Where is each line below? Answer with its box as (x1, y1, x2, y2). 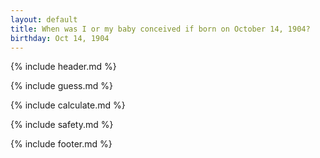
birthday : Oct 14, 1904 (10, 33, 110, 43)
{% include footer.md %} (10, 138, 113, 150)
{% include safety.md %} (10, 119, 114, 131)
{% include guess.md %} (10, 80, 113, 92)
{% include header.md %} (10, 61, 117, 73)
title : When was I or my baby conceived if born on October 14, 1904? (10, 24, 311, 34)
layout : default (10, 14, 78, 25)
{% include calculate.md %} (10, 99, 126, 111)
